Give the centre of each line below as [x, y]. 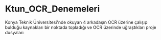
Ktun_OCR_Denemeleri [53, 9]
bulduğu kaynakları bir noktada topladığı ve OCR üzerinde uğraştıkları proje [81, 27]
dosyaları [14, 32]
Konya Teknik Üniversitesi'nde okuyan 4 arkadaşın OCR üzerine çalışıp [76, 22]
